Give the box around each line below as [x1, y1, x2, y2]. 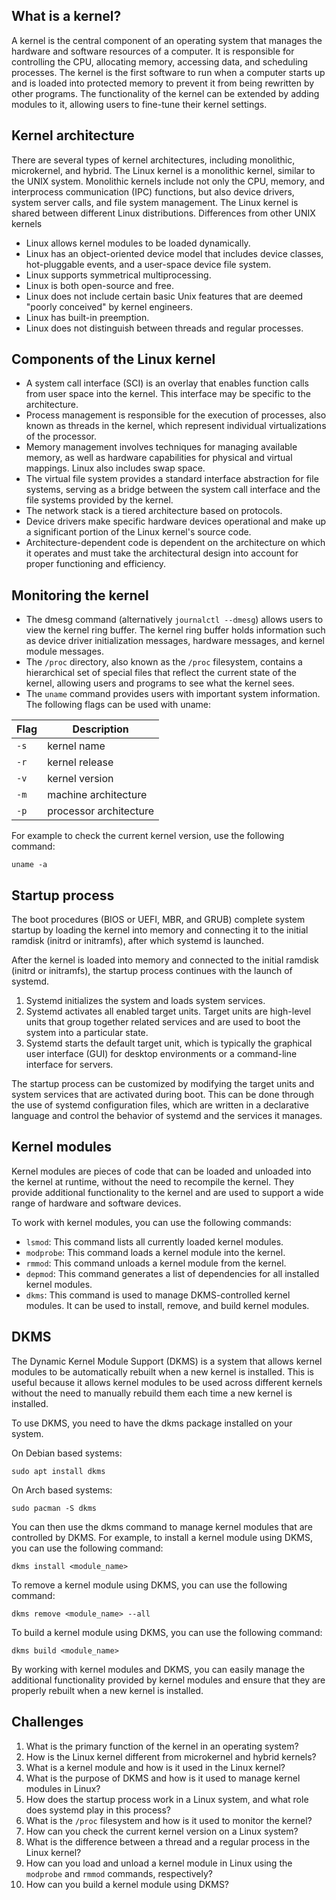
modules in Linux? [25, 1782, 101, 1794]
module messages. [25, 645, 105, 658]
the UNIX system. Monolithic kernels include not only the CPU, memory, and [11, 175, 326, 187]
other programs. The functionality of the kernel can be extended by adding [11, 87, 320, 99]
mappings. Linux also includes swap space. [25, 462, 206, 474]
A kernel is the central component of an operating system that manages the [11, 34, 323, 46]
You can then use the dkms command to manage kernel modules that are [11, 1520, 313, 1533]
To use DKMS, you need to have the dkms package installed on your [11, 1417, 293, 1429]
